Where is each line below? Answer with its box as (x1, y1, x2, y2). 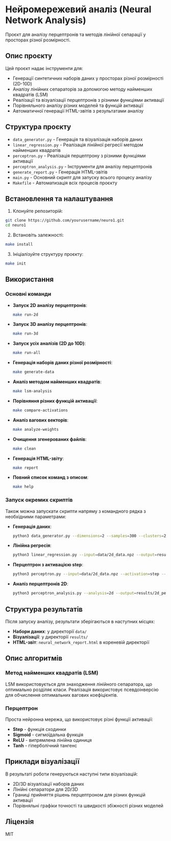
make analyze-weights (12, 427, 59, 432)
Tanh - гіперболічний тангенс (12, 742, 78, 748)
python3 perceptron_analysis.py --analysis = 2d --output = (12, 591, 137, 596)
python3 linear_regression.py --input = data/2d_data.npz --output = (12, 552, 157, 558)
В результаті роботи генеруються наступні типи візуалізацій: (5, 771, 138, 777)
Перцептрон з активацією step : (12, 562, 83, 568)
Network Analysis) (5, 14, 86, 26)
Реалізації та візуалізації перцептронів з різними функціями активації (12, 97, 164, 103)
